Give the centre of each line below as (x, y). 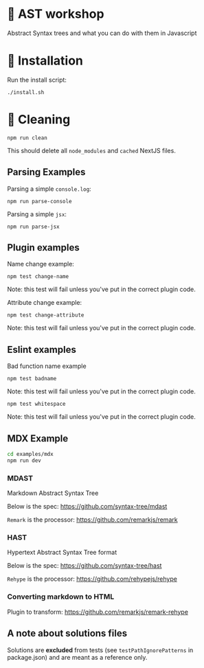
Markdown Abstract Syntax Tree (53, 493)
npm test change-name (38, 277)
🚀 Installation (45, 61)
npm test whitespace (37, 404)
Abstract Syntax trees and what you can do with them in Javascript (102, 33)
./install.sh (26, 92)
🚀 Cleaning (39, 120)
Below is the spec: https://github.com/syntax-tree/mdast (87, 507)
